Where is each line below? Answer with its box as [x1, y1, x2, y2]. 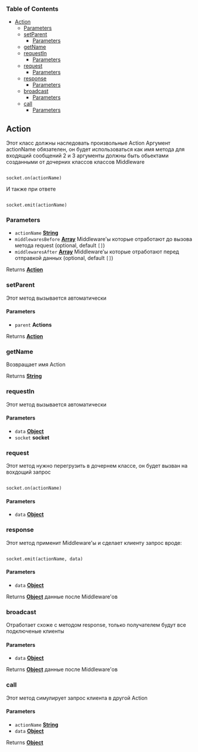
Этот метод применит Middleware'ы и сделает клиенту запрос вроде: [6, 539, 182, 546]
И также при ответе [6, 186, 56, 193]
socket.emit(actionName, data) [6, 556, 83, 562]
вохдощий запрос [6, 468, 51, 475]
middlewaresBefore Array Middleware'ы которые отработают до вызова [14, 236, 193, 243]
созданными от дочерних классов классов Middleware [6, 158, 145, 166]
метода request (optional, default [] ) [14, 242, 105, 249]
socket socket [14, 434, 50, 441]
